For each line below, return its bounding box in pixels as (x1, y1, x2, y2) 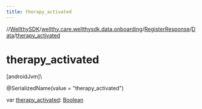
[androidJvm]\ (6, 73, 42, 80)
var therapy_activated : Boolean (6, 96, 84, 103)
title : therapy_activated (6, 8, 72, 15)
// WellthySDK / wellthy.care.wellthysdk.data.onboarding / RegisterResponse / (6, 25, 192, 33)
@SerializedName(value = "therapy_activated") (6, 84, 124, 92)
